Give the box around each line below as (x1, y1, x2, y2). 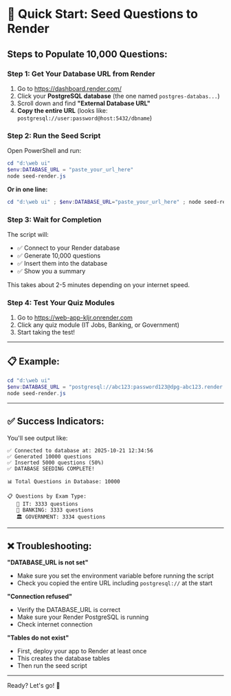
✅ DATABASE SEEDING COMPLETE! (7, 465, 95, 472)
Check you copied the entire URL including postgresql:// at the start (16, 579, 213, 587)
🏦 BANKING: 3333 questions (16, 506, 94, 514)
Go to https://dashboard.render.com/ (16, 84, 122, 92)
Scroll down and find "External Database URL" (16, 99, 151, 107)
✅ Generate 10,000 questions (16, 251, 101, 260)
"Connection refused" (7, 592, 72, 601)
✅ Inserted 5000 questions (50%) (7, 459, 104, 466)
